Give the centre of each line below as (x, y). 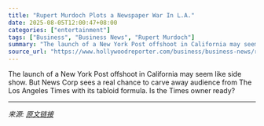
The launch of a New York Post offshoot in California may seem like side (125, 74)
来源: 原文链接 (31, 114)
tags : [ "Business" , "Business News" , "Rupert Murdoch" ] (101, 37)
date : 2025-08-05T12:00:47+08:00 (63, 23)
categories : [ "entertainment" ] (59, 30)
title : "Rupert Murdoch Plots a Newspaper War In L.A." (101, 15)
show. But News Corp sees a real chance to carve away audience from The (130, 82)
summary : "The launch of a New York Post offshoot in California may (125, 45)
